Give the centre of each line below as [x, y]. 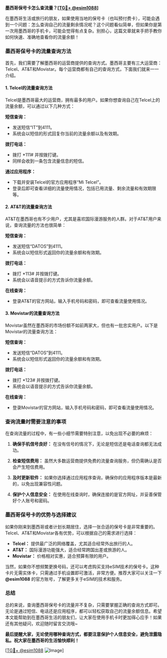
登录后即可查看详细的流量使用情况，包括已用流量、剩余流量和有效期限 [84, 188]
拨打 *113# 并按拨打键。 [37, 273]
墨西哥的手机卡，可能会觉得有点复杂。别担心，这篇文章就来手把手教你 [90, 31]
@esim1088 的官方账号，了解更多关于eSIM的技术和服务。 [65, 579]
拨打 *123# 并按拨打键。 [38, 380]
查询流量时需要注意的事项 [36, 421]
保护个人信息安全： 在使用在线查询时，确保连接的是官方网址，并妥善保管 [87, 495]
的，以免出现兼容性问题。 [39, 484]
